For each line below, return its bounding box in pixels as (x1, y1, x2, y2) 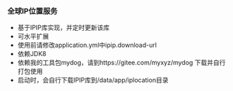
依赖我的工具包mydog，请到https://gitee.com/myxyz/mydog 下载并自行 (17, 58, 226, 67)
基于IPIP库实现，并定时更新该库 (17, 23, 110, 32)
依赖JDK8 (17, 50, 47, 58)
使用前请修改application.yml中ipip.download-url (17, 41, 157, 50)
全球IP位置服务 (7, 6, 58, 15)
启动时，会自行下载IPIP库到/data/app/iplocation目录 (17, 76, 169, 85)
